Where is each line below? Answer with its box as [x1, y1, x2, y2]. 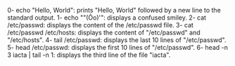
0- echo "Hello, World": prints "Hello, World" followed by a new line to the [7, 6, 222, 14]
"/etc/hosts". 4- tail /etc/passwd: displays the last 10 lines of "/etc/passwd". [7, 36, 227, 44]
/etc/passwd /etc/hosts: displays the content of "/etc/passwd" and [7, 28, 201, 37]
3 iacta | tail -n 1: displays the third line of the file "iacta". [7, 51, 171, 59]
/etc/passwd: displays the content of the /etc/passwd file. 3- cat [7, 21, 193, 29]
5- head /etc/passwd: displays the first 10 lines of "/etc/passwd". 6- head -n [7, 44, 229, 51]
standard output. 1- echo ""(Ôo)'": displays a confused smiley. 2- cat [7, 13, 206, 22]
